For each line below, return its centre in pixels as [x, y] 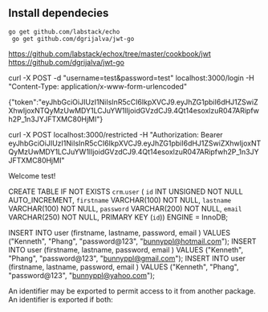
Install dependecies [59, 13]
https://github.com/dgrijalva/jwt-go [66, 62]
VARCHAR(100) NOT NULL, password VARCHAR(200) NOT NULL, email [125, 208]
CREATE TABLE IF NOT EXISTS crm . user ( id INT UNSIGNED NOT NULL [126, 191]
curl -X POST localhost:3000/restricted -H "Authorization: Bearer [116, 134]
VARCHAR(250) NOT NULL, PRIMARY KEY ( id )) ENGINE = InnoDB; [118, 217]
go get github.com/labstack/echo [64, 31]
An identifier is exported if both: [61, 299]
